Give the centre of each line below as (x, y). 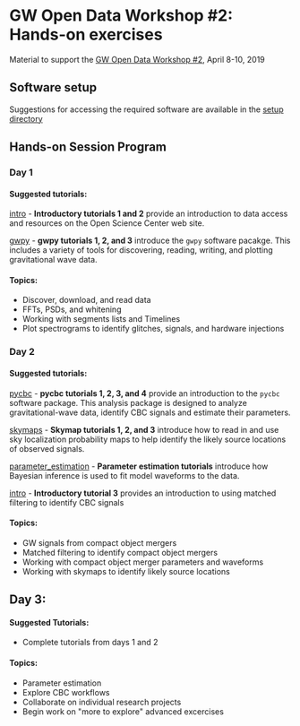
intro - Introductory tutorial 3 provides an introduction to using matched (143, 493)
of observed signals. (47, 448)
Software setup (53, 87)
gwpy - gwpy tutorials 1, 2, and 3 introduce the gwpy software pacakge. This (150, 241)
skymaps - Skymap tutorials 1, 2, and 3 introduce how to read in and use (144, 429)
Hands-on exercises (86, 35)
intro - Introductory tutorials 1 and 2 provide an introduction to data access (149, 214)
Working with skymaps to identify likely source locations (126, 571)
